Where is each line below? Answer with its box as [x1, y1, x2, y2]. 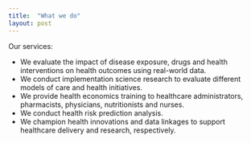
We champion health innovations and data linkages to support [19, 116, 225, 126]
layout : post [8, 19, 52, 27]
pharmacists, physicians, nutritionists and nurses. [19, 100, 185, 109]
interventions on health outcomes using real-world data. [19, 65, 207, 75]
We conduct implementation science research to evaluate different [19, 74, 241, 84]
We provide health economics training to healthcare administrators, [19, 91, 244, 100]
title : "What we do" [8, 11, 81, 20]
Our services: [8, 41, 54, 51]
